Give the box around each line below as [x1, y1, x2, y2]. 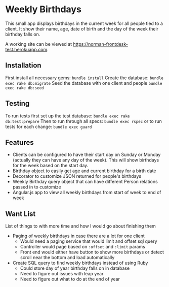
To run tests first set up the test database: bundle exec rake [5, 113, 130, 119]
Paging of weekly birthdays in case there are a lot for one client [12, 233, 145, 239]
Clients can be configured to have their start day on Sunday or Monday [12, 151, 161, 158]
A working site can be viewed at [5, 41, 72, 47]
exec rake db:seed [5, 85, 44, 90]
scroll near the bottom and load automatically [20, 254, 115, 261]
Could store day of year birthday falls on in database [20, 265, 130, 271]
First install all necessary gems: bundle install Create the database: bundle [5, 75, 163, 81]
